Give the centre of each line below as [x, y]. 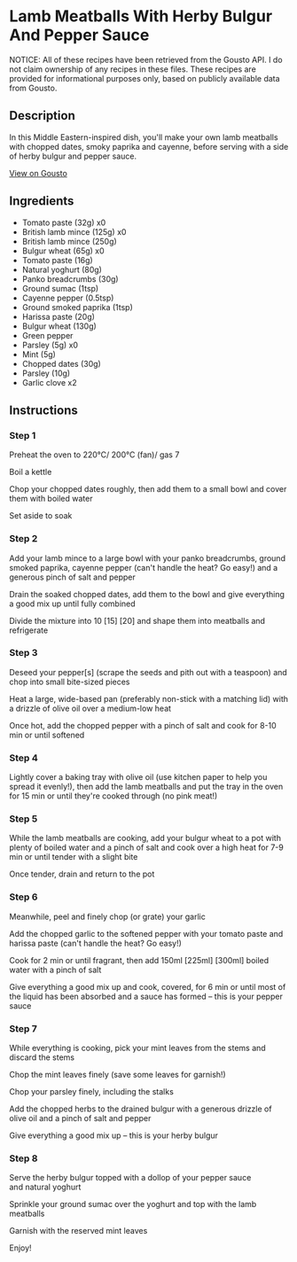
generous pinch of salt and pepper [72, 577]
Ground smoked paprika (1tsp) [77, 307]
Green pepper [47, 335]
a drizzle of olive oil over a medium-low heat [90, 708]
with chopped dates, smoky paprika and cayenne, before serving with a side [149, 146]
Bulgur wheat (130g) [59, 326]
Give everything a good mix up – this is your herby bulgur [114, 1135]
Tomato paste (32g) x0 [64, 222]
